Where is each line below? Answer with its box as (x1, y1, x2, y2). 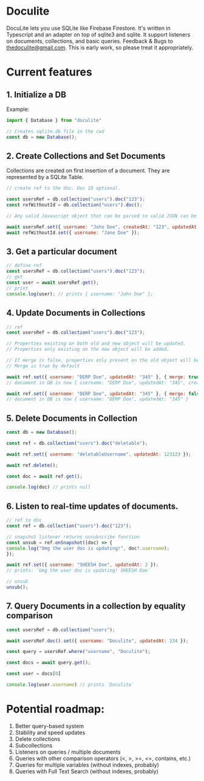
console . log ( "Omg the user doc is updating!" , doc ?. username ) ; (6, 545, 170, 551)
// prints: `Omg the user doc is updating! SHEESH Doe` (6, 568, 151, 574)
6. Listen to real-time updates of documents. (6, 501, 178, 511)
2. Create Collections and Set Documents (6, 150, 166, 161)
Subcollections (15, 741, 53, 749)
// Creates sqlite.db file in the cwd (6, 128, 104, 135)
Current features (6, 65, 92, 79)
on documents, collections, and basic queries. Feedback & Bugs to (6, 37, 173, 44)
